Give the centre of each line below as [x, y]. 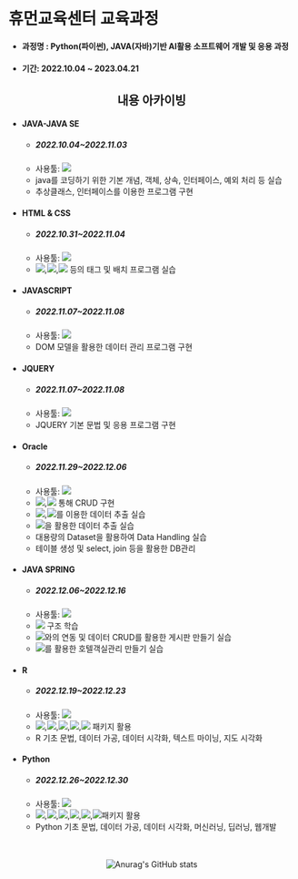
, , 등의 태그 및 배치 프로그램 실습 [110, 269]
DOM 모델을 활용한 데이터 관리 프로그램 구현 [114, 347]
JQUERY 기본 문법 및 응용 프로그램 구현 [105, 425]
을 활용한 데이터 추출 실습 [89, 526]
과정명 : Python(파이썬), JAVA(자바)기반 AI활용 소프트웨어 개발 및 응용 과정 [155, 46]
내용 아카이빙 [152, 100]
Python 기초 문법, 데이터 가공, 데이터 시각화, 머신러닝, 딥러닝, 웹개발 [156, 827]
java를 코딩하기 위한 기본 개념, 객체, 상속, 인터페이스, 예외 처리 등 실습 [159, 180]
